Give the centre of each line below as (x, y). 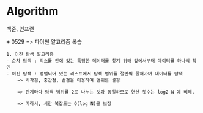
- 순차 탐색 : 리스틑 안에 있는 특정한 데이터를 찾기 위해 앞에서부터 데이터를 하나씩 (98, 61)
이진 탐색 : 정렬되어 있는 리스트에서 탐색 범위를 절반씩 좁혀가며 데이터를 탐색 (98, 74)
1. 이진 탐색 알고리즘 (30, 54)
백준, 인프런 (20, 29)
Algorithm (32, 11)
